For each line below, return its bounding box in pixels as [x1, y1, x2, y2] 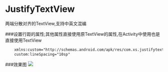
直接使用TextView [5, 37, 42, 43]
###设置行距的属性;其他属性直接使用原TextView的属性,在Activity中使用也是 [5, 31, 160, 37]
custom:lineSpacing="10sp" [14, 52, 70, 57]
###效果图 [5, 61, 27, 68]
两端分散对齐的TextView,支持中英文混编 [5, 20, 86, 26]
